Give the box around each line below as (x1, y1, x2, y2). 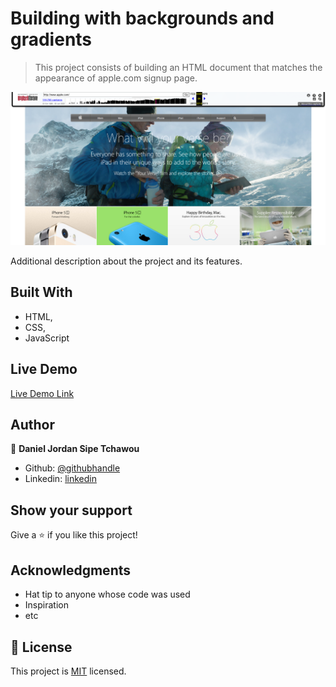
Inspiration (24, 599, 69, 611)
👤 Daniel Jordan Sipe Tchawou (10, 443, 140, 455)
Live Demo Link (10, 387, 75, 399)
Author (10, 417, 55, 434)
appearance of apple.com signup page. (34, 72, 198, 84)
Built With (10, 284, 73, 301)
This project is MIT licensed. (10, 665, 127, 677)
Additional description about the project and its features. (10, 255, 243, 267)
